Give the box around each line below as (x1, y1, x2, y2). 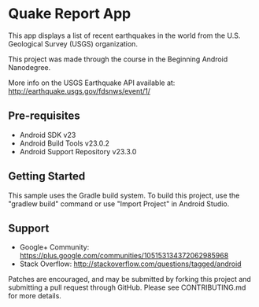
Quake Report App (8, 5, 131, 23)
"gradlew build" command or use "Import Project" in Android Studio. (8, 198, 230, 209)
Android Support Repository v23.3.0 (19, 146, 137, 156)
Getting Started (8, 170, 86, 183)
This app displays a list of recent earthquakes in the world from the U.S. (8, 31, 241, 40)
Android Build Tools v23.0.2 (19, 139, 110, 148)
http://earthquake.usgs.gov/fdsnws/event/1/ (8, 86, 151, 95)
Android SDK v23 (19, 130, 76, 139)
